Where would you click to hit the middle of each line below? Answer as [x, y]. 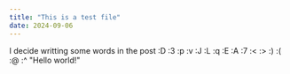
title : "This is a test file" [65, 17]
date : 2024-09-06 [41, 26]
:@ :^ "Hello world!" [45, 60]
